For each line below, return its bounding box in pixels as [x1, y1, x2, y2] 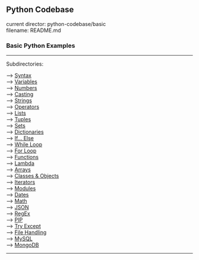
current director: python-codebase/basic [6, 20, 106, 27]
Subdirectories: [6, 60, 44, 67]
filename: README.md [6, 27, 61, 34]
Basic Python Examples [6, 41, 75, 50]
